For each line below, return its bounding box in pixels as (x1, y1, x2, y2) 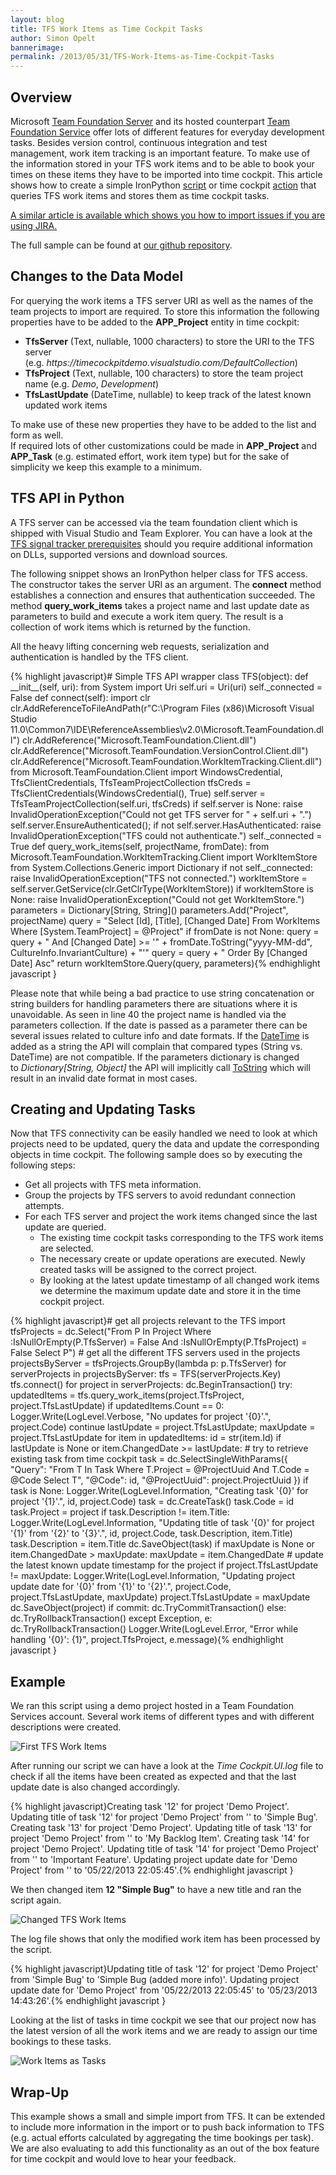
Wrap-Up (10, 2084, 70, 2101)
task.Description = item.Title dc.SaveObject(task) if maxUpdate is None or (10, 1538, 315, 1550)
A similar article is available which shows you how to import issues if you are (10, 209, 326, 221)
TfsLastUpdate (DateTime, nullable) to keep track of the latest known (24, 388, 312, 400)
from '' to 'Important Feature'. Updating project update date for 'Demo (10, 1854, 298, 1866)
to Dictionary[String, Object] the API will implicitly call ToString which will (10, 1061, 311, 1073)
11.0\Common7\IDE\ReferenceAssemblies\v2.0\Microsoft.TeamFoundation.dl (10, 723, 324, 735)
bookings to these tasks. (10, 2036, 112, 2048)
